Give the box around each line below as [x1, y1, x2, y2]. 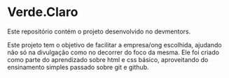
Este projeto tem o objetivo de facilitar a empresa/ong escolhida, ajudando [7, 40, 222, 49]
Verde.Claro [7, 4, 78, 20]
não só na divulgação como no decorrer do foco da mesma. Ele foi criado [7, 48, 219, 56]
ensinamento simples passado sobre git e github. [7, 63, 149, 71]
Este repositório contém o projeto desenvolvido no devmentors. [7, 27, 191, 36]
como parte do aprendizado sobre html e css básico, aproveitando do [7, 55, 209, 63]
